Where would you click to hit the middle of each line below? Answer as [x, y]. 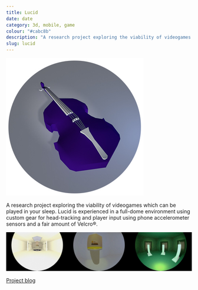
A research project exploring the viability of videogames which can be [91, 205]
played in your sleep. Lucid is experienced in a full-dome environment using [98, 211]
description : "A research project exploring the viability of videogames [99, 38]
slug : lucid [21, 44]
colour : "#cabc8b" [29, 31]
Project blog [21, 280]
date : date [19, 19]
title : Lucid [22, 12]
